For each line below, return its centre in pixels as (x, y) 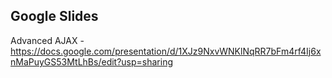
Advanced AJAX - (47, 40)
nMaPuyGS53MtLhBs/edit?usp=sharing (92, 61)
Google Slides (54, 16)
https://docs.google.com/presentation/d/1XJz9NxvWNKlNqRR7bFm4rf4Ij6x (166, 51)
